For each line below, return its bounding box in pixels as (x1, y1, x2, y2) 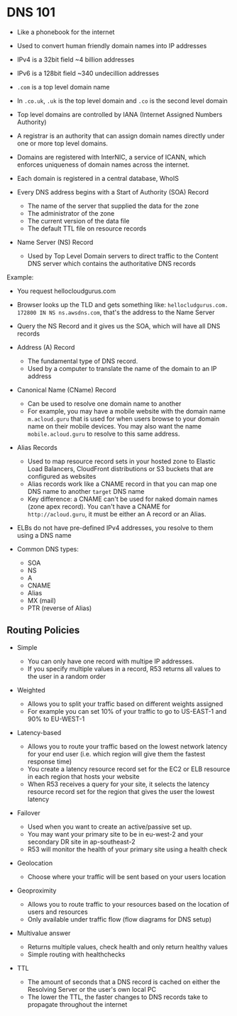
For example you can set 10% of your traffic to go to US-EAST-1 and (27, 707, 227, 715)
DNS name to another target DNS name (27, 487, 145, 495)
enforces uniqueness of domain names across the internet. (16, 160, 189, 169)
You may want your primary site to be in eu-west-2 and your (27, 829, 204, 838)
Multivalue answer (16, 929, 71, 937)
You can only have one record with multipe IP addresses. (27, 657, 194, 666)
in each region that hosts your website (27, 772, 140, 780)
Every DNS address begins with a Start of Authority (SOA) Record (16, 187, 209, 196)
